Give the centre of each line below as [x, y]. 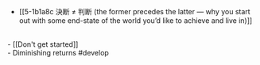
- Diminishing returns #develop [58, 53]
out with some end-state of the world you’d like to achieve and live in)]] [136, 21]
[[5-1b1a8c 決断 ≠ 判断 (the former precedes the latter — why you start [135, 11]
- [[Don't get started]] [43, 44]
